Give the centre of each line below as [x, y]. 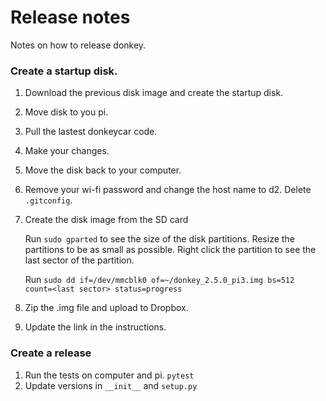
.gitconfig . [48, 200]
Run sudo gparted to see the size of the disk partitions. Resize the [159, 239]
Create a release [51, 353]
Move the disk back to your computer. [103, 170]
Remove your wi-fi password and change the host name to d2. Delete [168, 190]
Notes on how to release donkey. [78, 45]
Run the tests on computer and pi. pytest [109, 375]
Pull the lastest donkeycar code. [91, 132]
